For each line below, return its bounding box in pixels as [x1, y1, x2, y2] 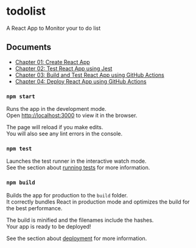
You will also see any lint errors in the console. [6, 130, 123, 138]
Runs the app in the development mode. [6, 105, 107, 113]
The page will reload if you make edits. [6, 124, 103, 131]
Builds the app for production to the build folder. [6, 191, 128, 199]
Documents [6, 42, 52, 52]
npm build [6, 179, 35, 186]
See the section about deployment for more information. [6, 235, 147, 242]
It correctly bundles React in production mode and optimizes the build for [6, 198, 190, 205]
